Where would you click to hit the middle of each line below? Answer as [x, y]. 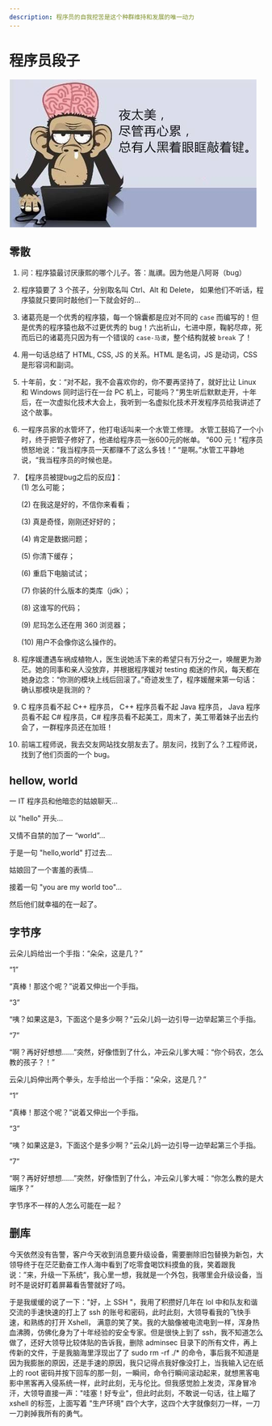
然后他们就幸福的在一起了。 [55, 905]
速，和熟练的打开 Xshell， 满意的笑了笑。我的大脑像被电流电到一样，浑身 [131, 1322]
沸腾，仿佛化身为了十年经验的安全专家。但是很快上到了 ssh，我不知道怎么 [139, 1332]
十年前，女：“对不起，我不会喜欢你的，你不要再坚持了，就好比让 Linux [138, 382]
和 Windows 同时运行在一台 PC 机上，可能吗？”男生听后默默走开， [132, 392]
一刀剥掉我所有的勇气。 [48, 1413]
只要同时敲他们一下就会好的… [91, 300]
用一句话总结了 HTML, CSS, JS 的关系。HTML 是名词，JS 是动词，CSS [139, 355]
